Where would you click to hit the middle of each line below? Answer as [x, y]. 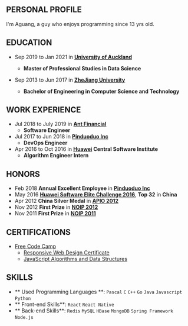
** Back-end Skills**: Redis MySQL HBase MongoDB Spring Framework [94, 311]
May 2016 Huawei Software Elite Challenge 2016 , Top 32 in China [96, 195]
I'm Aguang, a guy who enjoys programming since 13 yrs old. [80, 24]
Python [23, 298]
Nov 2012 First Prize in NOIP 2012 [56, 207]
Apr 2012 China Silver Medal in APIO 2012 [67, 201]
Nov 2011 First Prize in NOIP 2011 [55, 214]
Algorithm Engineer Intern [56, 156]
